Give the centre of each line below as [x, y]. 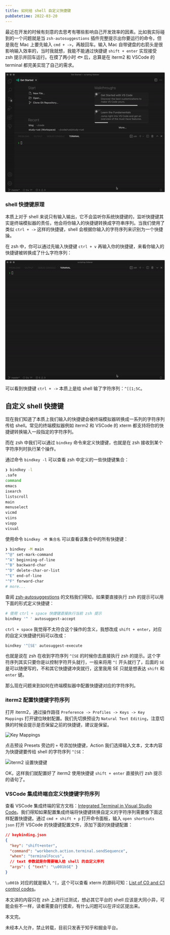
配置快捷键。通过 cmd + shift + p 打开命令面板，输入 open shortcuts [82, 818]
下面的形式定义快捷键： [30, 603]
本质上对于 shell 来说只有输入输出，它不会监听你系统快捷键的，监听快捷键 [82, 216]
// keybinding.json [26, 835]
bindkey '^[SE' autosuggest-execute [44, 645]
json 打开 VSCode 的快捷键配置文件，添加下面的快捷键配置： [69, 825]
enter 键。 [16, 675]
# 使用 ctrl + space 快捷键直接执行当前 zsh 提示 [54, 613]
